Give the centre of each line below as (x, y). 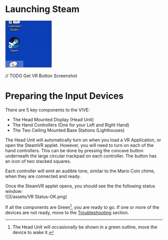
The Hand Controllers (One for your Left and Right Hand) (71, 125)
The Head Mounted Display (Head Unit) (53, 119)
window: (14, 191)
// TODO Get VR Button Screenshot (41, 76)
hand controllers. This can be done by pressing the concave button (74, 150)
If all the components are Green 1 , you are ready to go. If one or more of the (82, 206)
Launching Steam (42, 9)
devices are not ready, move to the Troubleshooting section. (67, 212)
